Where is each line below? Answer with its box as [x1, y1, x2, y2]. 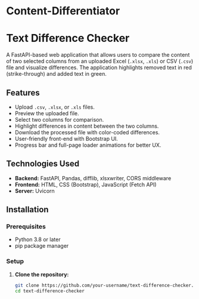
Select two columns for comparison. [14, 116, 104, 123]
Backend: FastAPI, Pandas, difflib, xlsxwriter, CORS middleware [14, 174, 172, 181]
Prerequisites [6, 223, 46, 231]
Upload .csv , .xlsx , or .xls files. [14, 103, 95, 110]
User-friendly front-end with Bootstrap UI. [14, 135, 118, 142]
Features [6, 88, 40, 98]
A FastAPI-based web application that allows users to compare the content [6, 51, 190, 58]
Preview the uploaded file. [14, 109, 79, 117]
